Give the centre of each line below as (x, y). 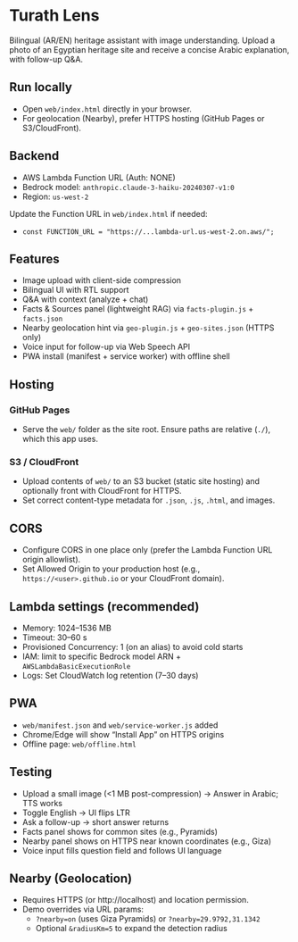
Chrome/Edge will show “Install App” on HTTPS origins (123, 734)
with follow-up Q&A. (46, 59)
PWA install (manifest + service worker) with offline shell (126, 356)
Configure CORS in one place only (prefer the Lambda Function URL (147, 550)
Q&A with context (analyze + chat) (85, 299)
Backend (34, 156)
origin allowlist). (51, 560)
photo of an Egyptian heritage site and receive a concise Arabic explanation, (149, 49)
